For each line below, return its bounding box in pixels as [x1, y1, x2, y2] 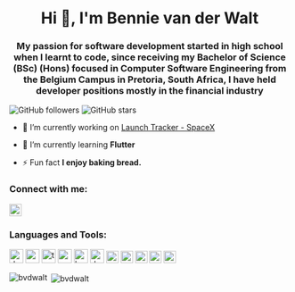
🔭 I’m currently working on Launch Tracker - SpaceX [21, 122, 216, 133]
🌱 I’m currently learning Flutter [21, 139, 135, 150]
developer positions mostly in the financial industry [35, 85, 265, 97]
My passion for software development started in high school [16, 40, 283, 53]
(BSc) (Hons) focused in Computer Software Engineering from [12, 63, 287, 75]
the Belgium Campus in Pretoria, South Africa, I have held [23, 73, 276, 86]
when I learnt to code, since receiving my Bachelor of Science [12, 51, 287, 63]
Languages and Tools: [9, 228, 107, 240]
